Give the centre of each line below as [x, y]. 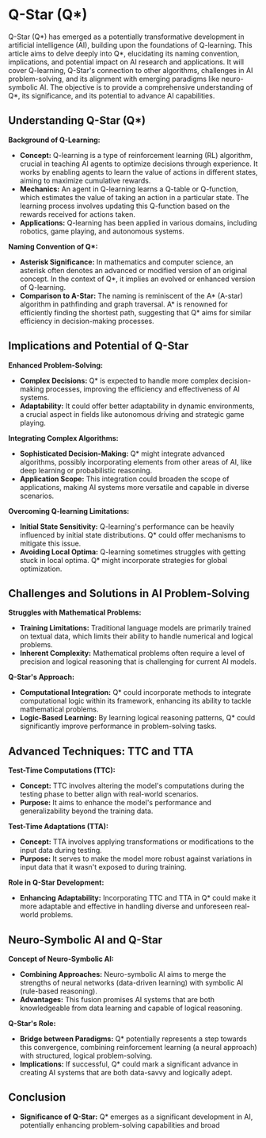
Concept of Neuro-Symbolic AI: [61, 959]
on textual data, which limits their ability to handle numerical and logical [136, 636]
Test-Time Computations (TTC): [62, 770]
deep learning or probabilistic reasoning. [86, 470]
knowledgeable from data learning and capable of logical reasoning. [131, 1008]
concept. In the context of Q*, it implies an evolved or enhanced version [137, 279]
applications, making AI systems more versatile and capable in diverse [134, 487]
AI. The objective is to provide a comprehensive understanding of [146, 87]
